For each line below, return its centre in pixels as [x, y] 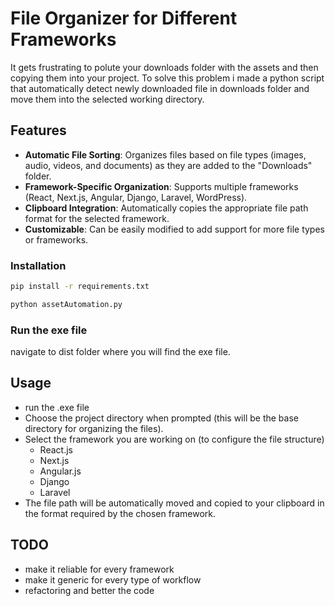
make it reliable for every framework [99, 569]
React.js [56, 449]
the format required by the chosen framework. [120, 513]
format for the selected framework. [97, 218]
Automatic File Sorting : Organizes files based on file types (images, [165, 154]
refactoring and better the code [89, 590]
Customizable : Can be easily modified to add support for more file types [174, 229]
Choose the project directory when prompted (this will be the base [161, 418]
